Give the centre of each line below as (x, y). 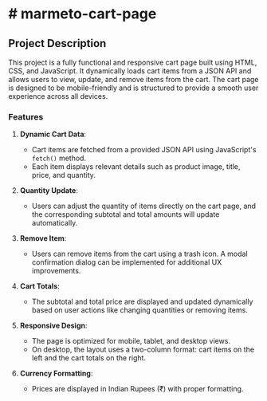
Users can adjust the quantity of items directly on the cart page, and (144, 206)
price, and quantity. (63, 175)
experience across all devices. (58, 96)
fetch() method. (59, 158)
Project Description (57, 43)
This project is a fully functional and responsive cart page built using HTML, (133, 62)
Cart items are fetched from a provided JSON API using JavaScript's (144, 150)
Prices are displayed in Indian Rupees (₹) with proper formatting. (137, 389)
